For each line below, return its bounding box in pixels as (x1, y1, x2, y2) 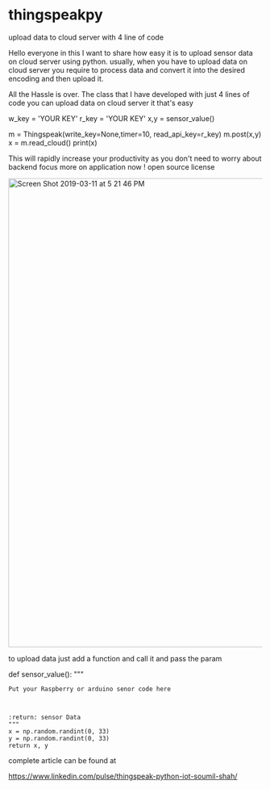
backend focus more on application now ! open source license (8, 162, 215, 171)
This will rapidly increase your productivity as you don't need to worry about (8, 153, 262, 163)
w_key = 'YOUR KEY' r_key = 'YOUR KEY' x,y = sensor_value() (8, 113, 215, 123)
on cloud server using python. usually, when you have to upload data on (8, 57, 248, 66)
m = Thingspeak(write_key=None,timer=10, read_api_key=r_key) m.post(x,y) (8, 129, 262, 139)
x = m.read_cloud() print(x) (8, 137, 98, 147)
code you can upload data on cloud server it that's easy (8, 98, 193, 107)
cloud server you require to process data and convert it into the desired (8, 65, 246, 74)
